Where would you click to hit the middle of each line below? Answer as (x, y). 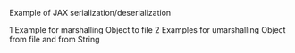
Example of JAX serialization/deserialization (90, 13)
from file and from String (55, 39)
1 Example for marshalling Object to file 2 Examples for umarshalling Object (147, 30)
